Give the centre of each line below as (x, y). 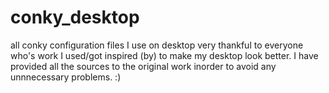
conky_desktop (75, 17)
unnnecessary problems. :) (66, 77)
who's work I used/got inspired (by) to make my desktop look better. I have (164, 55)
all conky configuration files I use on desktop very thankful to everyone (157, 45)
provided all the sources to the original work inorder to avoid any (143, 66)
